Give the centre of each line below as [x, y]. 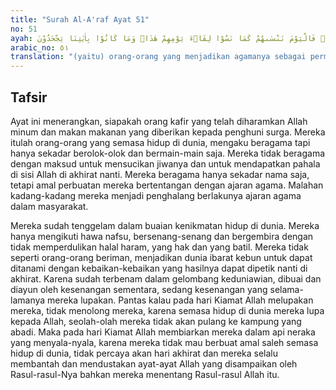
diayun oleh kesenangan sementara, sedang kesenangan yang [139, 289]
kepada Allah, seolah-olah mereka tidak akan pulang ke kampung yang [156, 321]
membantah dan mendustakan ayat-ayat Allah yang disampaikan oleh [154, 363]
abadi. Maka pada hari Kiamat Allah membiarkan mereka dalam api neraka [163, 332]
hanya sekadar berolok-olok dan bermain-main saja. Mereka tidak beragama [168, 153]
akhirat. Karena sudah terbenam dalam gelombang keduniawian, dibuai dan [166, 278]
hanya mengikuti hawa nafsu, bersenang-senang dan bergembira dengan [162, 236]
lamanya [28, 300]
